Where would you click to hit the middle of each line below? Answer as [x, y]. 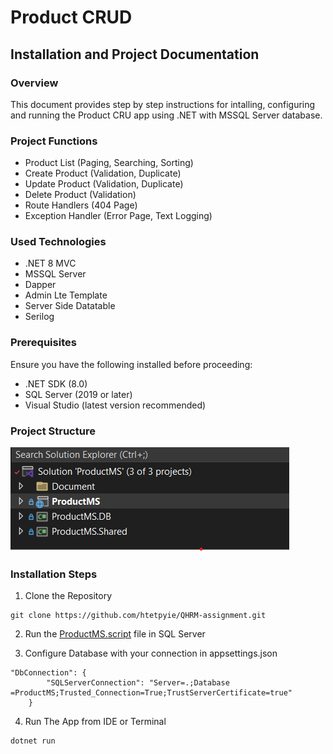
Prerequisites [43, 343]
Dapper [40, 285]
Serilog [39, 317]
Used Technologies [58, 242]
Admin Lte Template [66, 295]
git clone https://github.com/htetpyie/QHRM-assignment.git [138, 616]
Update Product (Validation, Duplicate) [104, 184]
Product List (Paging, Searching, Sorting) [109, 163]
